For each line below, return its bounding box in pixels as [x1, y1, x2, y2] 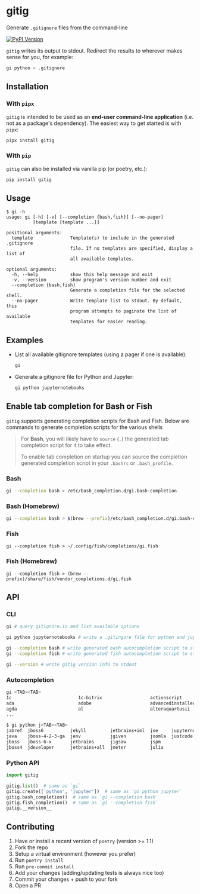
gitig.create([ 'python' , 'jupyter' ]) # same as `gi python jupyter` [6, 788, 183, 794]
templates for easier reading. [70, 319, 148, 325]
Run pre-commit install [14, 863, 74, 870]
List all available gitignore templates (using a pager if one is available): [14, 351, 187, 358]
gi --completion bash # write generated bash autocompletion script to [6, 645, 187, 651]
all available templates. [70, 256, 135, 262]
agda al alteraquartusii [6, 706, 190, 712]
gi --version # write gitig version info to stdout [6, 662, 137, 668]
